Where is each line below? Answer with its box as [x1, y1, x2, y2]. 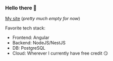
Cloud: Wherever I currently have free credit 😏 [12, 50, 108, 56]
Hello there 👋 [5, 4, 37, 11]
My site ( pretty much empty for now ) [5, 16, 80, 22]
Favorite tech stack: [5, 25, 46, 31]
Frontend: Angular [12, 34, 50, 41]
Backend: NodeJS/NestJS [12, 40, 66, 46]
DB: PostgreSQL [12, 45, 46, 51]
